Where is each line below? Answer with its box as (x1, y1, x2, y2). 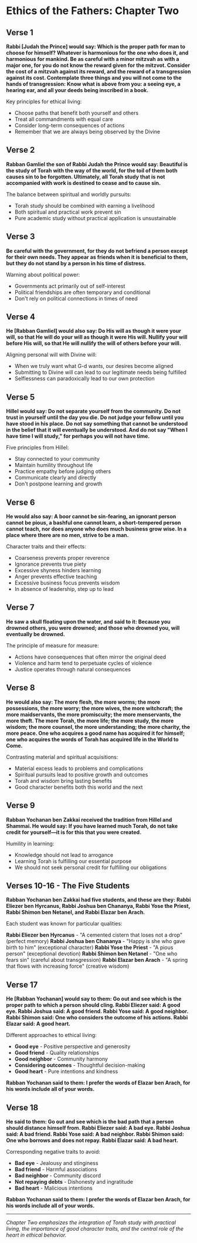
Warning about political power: (6, 271, 80, 278)
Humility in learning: (6, 840, 55, 847)
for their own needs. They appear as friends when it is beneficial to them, (6, 254, 188, 261)
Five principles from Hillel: (6, 444, 69, 451)
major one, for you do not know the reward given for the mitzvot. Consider (6, 62, 191, 69)
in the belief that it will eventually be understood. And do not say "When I (6, 427, 188, 434)
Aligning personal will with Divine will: (6, 351, 97, 359)
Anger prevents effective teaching (14, 573, 97, 580)
